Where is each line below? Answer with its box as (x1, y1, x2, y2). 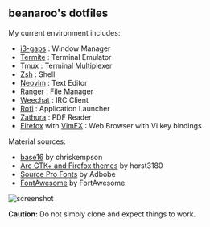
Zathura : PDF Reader (19, 112, 92, 122)
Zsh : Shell (19, 69, 56, 79)
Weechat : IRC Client (19, 95, 89, 104)
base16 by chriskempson (19, 152, 103, 162)
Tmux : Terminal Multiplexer (19, 61, 113, 70)
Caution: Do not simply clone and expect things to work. (8, 209, 196, 219)
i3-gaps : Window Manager (19, 44, 111, 53)
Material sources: (8, 137, 66, 146)
